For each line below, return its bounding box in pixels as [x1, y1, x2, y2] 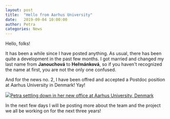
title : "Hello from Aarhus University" [5, 12, 93, 17]
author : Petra [5, 21, 36, 27]
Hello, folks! [5, 40, 31, 46]
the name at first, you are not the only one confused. [5, 67, 116, 73]
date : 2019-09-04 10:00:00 [5, 17, 68, 22]
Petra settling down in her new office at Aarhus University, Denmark [10, 92, 154, 99]
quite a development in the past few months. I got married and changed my [5, 56, 164, 62]
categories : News [5, 27, 42, 32]
